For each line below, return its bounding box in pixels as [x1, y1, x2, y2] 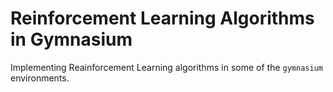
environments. [10, 72, 70, 84]
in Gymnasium [10, 28, 133, 51]
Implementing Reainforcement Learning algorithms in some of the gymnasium [10, 61, 323, 73]
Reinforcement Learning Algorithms [10, 7, 315, 30]
